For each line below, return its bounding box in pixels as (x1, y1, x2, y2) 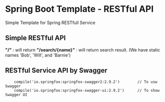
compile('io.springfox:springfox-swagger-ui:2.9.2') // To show (14, 88, 160, 93)
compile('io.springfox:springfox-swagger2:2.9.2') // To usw (14, 79, 158, 84)
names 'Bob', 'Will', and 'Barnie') (5, 52, 71, 58)
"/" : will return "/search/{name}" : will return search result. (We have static (5, 47, 161, 52)
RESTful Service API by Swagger (5, 66, 107, 75)
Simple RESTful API (5, 34, 66, 42)
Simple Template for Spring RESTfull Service (5, 20, 96, 25)
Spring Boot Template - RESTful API (5, 3, 154, 15)
